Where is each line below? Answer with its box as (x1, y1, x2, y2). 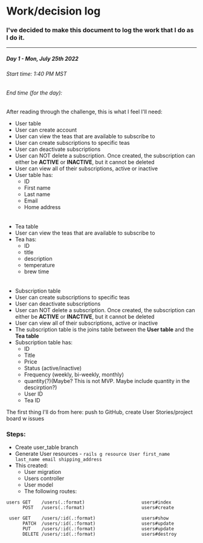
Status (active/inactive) (24, 364, 82, 371)
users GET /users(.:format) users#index (6, 499, 172, 505)
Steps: (6, 430, 26, 438)
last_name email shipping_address (14, 456, 102, 462)
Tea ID (24, 396, 40, 404)
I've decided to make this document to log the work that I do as (6, 26, 195, 35)
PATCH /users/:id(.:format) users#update (22, 520, 174, 527)
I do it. (6, 33, 25, 42)
